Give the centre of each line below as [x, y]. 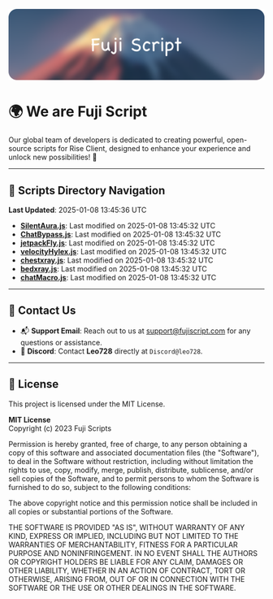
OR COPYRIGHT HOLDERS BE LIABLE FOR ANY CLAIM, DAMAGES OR [126, 562]
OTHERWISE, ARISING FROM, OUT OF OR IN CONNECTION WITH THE [127, 579]
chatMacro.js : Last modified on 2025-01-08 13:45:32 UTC [118, 278]
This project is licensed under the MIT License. [87, 404]
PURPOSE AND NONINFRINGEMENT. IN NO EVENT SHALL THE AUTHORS [133, 553]
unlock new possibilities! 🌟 [53, 157]
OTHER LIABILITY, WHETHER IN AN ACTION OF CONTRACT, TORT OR [127, 571]
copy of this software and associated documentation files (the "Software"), [134, 453]
